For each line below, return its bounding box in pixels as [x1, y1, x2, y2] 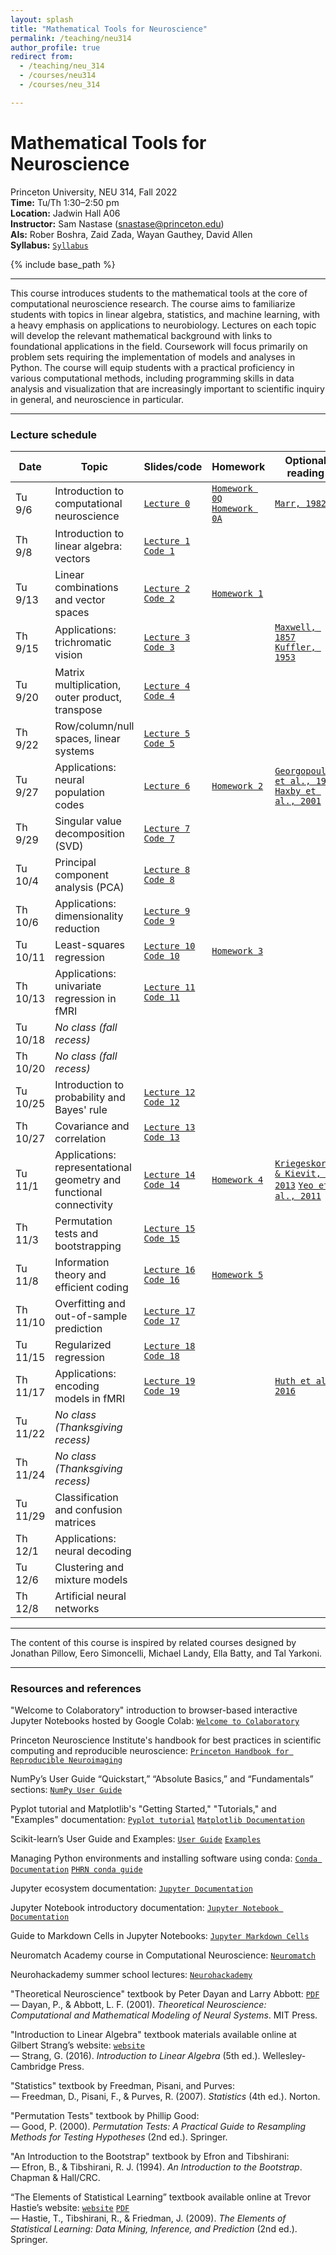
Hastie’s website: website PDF [10, 2202, 130, 2214]
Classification [54, 1490, 119, 1504]
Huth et [274, 1375, 312, 1386]
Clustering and [54, 1560, 124, 1574]
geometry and [54, 1172, 122, 1186]
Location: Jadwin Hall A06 [10, 207, 121, 219]
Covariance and [54, 1119, 130, 1133]
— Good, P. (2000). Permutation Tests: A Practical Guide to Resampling [10, 2121, 307, 2133]
